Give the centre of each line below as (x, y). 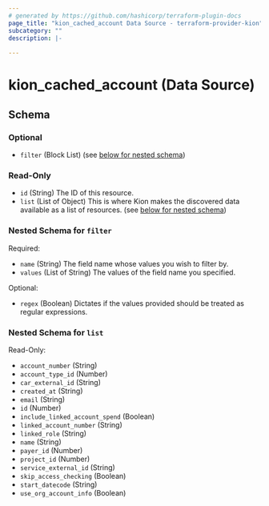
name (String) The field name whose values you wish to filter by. (124, 263)
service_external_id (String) (68, 467)
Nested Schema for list (56, 332)
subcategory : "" (35, 30)
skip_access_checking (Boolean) (73, 476)
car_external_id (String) (60, 382)
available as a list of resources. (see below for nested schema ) (123, 210)
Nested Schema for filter (60, 231)
